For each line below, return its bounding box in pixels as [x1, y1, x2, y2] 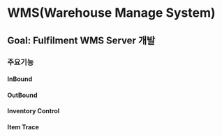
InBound [7, 75, 33, 83]
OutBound [7, 91, 38, 99]
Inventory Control [7, 107, 60, 115]
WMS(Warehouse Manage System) [7, 5, 216, 21]
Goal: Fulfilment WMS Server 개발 [7, 34, 156, 46]
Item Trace [7, 122, 40, 131]
